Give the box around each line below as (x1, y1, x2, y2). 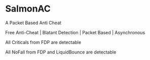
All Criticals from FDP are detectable (5, 39, 82, 45)
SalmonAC (5, 3, 51, 15)
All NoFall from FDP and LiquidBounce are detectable (5, 49, 117, 55)
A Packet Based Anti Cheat (5, 20, 62, 26)
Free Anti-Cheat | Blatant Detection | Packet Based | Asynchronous (5, 29, 145, 35)
